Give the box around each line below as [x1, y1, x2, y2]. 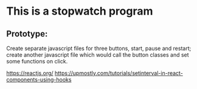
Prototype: [6, 29, 48, 39]
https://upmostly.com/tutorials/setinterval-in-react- [54, 69, 184, 77]
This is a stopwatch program [6, 4, 153, 18]
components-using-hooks [6, 76, 72, 83]
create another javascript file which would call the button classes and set [6, 51, 190, 59]
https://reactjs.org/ [6, 69, 54, 77]
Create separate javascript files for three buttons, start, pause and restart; [6, 44, 192, 52]
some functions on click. [6, 58, 68, 65]
